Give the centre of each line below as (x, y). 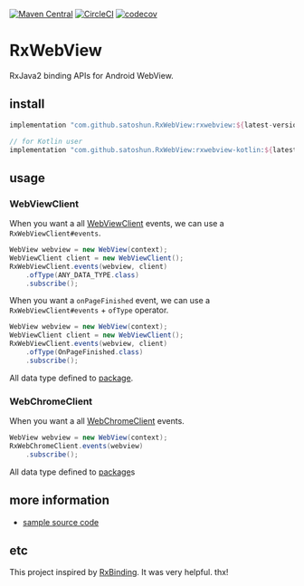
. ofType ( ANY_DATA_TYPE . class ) (83, 275)
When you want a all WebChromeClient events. (97, 421)
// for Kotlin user (46, 141)
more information (60, 500)
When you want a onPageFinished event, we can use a (110, 301)
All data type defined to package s (72, 472)
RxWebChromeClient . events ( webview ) (76, 446)
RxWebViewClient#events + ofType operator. (89, 310)
